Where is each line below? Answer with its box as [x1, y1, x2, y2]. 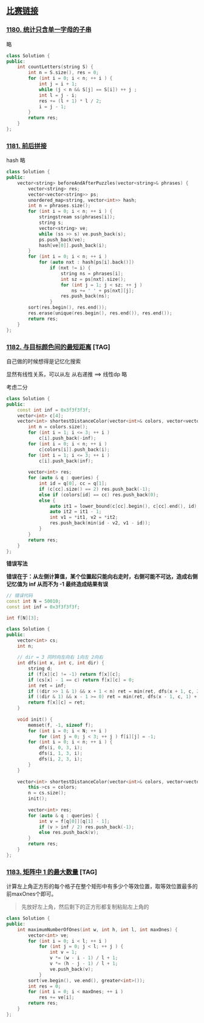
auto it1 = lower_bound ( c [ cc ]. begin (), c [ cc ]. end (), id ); [49, 503, 200, 509]
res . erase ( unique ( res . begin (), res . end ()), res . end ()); [28, 310, 172, 316]
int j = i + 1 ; [38, 81, 78, 87]
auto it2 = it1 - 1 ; [49, 508, 102, 515]
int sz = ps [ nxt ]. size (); [60, 276, 126, 282]
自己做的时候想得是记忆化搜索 [6, 358, 81, 365]
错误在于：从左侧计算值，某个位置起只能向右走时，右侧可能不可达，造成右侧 [6, 573, 198, 580]
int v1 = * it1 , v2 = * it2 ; [49, 515, 118, 521]
